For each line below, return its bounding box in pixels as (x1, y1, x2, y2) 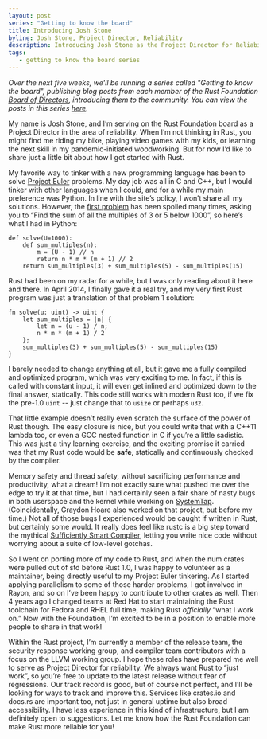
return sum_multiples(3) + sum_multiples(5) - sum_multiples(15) (22, 262, 244, 270)
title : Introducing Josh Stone (8, 26, 112, 34)
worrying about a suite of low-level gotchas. (8, 538, 153, 548)
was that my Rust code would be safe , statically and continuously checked (8, 447, 253, 456)
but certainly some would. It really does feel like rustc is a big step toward (8, 522, 250, 531)
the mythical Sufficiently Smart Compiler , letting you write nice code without (8, 530, 257, 540)
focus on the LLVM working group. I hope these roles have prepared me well (8, 654, 259, 663)
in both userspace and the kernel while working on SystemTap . (8, 496, 215, 506)
